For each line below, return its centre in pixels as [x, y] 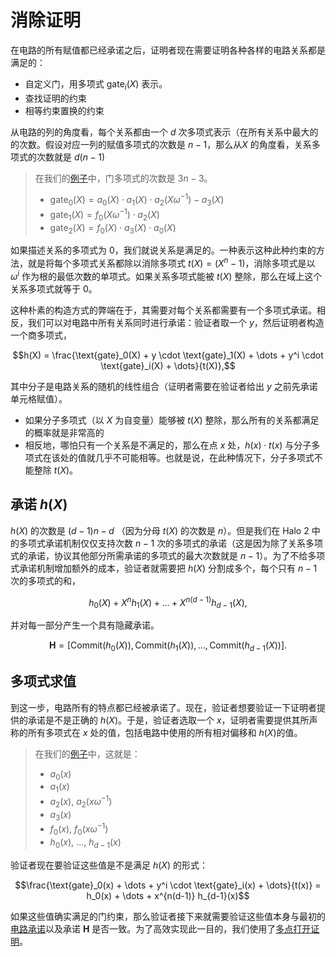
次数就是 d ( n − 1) [70, 157]
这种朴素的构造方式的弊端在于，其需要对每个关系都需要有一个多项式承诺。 [163, 310]
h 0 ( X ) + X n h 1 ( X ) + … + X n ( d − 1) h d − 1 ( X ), [168, 602]
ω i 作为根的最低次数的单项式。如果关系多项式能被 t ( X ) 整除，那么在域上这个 [166, 275]
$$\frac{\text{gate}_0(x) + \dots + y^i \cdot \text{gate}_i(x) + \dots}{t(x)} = [168, 885]
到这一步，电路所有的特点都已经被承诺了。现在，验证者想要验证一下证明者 [163, 707]
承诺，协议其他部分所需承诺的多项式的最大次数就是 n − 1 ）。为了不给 [167, 555]
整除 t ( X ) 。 [56, 470]
